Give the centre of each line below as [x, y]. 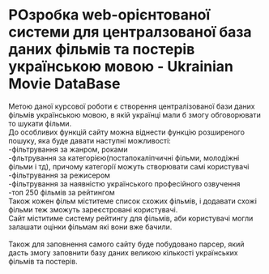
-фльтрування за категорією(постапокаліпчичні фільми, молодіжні [124, 158]
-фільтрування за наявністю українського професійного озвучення [124, 183]
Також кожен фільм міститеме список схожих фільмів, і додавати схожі [133, 201]
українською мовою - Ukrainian [121, 67]
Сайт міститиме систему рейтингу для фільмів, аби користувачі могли [131, 218]
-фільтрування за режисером [60, 175]
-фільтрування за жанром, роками [68, 149]
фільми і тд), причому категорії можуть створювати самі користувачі [129, 166]
